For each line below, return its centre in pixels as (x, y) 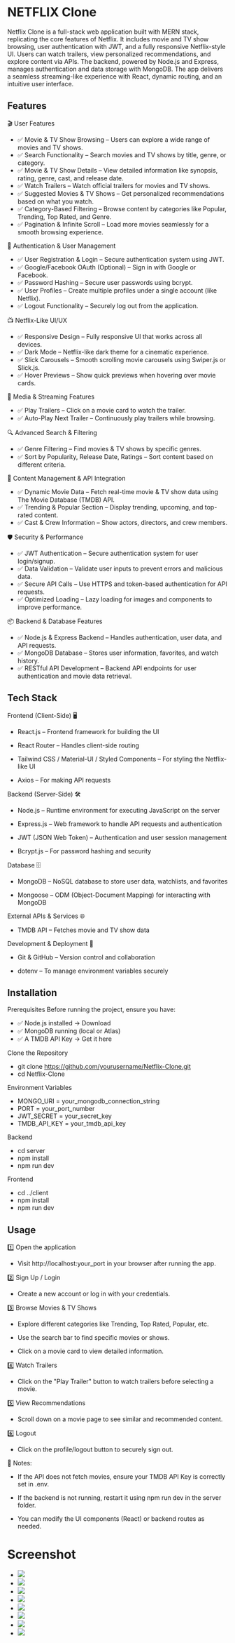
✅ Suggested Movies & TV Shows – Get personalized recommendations (121, 193)
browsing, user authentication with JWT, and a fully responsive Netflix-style (116, 46)
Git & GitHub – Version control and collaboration (86, 957)
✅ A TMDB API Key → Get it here (64, 1039)
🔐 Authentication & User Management (62, 246)
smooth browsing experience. (60, 232)
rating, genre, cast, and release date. (70, 178)
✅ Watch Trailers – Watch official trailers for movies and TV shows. (114, 185)
